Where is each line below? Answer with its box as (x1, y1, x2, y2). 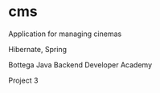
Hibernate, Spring (8, 44, 67, 54)
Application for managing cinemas (8, 29, 122, 38)
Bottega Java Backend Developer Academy (8, 59, 153, 70)
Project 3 (8, 75, 39, 85)
